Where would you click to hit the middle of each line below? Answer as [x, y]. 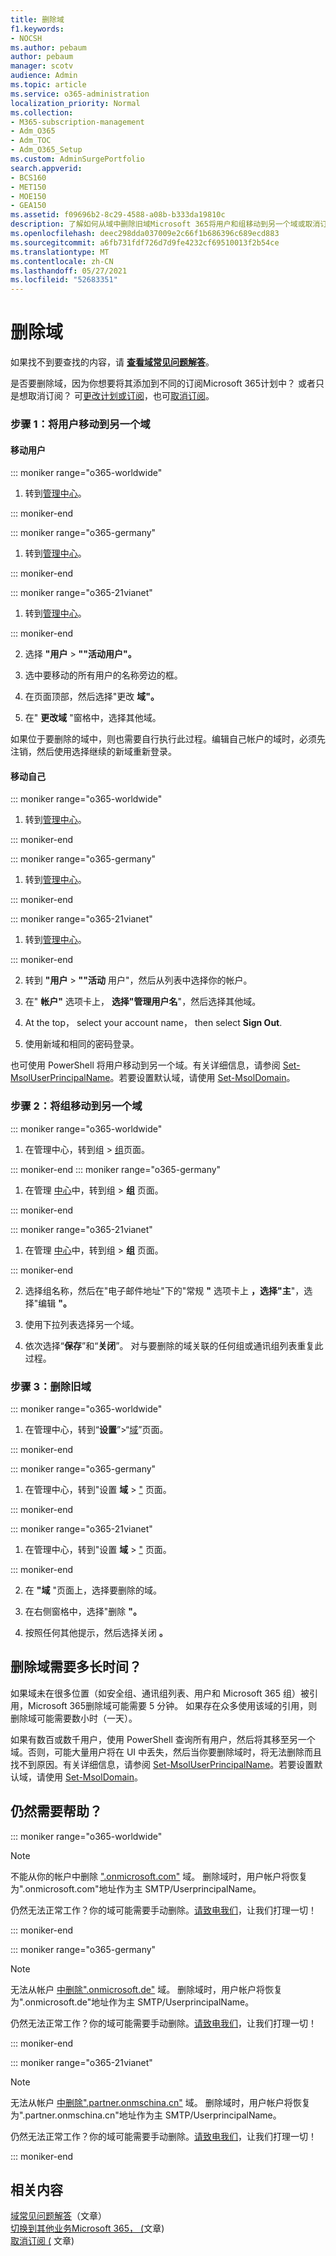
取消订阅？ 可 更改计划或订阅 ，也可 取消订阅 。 [121, 396]
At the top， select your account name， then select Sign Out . [153, 1023]
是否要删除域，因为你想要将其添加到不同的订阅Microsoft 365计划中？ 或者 [163, 383]
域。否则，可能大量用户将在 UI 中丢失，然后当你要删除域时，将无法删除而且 [166, 1752]
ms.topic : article [48, 85]
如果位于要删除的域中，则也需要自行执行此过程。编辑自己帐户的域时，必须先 [168, 739]
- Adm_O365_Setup [46, 150]
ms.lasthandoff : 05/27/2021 [69, 271]
